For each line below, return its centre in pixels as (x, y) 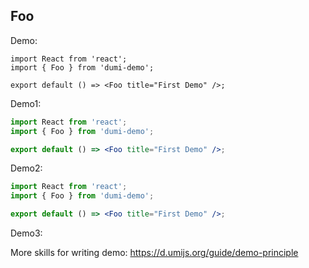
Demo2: (26, 168)
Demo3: (26, 233)
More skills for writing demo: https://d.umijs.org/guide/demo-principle (154, 253)
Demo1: (26, 103)
